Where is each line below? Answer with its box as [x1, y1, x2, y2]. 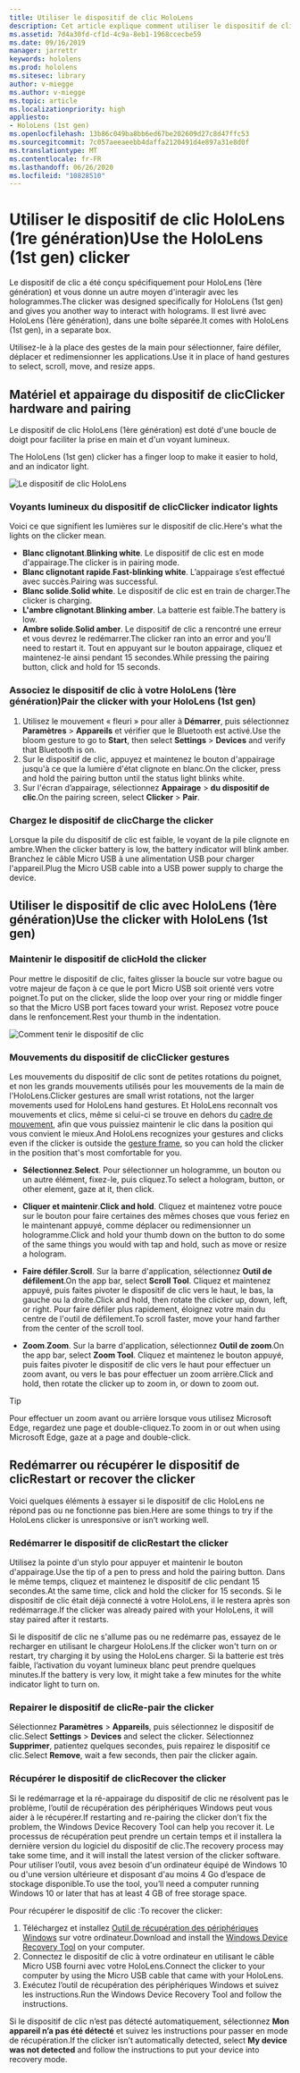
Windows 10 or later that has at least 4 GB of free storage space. [9, 1888, 247, 1899]
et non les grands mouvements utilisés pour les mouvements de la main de [9, 1080, 285, 1091]
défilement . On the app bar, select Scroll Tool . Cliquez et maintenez [21, 1275, 271, 1286]
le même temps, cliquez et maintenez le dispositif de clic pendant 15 [9, 1576, 261, 1586]
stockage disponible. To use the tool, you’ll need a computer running [9, 1878, 260, 1889]
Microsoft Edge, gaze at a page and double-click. [9, 1432, 191, 1443]
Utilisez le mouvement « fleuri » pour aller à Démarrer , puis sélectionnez [21, 715, 290, 726]
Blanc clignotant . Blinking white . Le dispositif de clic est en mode [21, 547, 264, 559]
